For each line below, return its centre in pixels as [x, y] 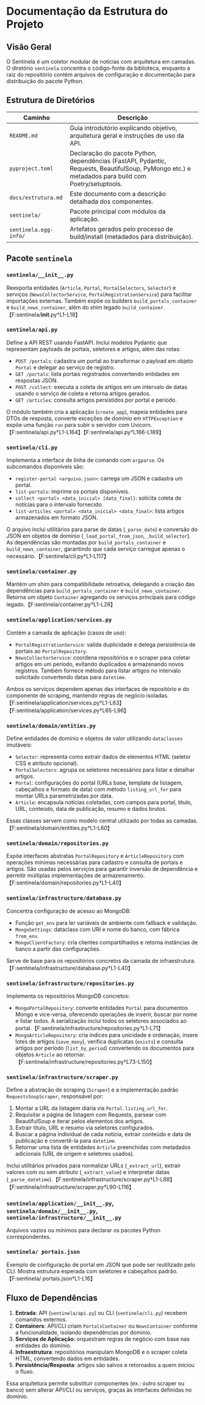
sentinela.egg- [31, 230]
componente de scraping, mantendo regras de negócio [76, 695]
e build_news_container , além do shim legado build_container [85, 307]
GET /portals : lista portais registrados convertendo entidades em [97, 374]
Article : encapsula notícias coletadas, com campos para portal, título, [103, 802]
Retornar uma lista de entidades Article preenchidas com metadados [103, 1147]
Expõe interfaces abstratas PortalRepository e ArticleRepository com [95, 856]
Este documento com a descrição [118, 194]
